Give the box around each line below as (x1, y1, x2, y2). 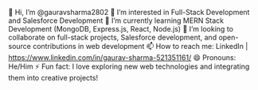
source (8, 42, 32, 51)
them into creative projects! (8, 73, 98, 82)
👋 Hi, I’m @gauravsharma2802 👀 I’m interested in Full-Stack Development (8, 8, 250, 17)
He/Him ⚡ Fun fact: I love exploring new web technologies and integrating (8, 62, 250, 71)
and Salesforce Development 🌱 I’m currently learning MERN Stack (8, 16, 225, 25)
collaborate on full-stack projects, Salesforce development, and (8, 32, 217, 42)
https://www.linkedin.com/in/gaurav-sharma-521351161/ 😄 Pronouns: (8, 53, 236, 62)
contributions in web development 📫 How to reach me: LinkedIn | (33, 42, 248, 51)
